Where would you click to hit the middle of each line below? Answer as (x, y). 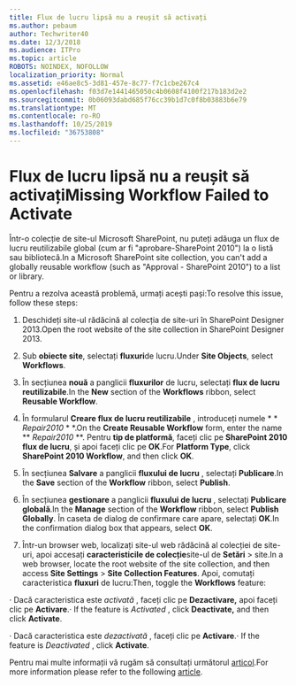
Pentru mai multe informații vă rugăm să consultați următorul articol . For (139, 662)
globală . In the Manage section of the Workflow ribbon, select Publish (150, 509)
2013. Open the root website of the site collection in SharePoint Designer (153, 329)
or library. (27, 276)
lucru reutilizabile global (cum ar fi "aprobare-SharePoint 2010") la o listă (141, 248)
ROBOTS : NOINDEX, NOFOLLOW (59, 67)
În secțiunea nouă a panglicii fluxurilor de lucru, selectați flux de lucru (151, 382)
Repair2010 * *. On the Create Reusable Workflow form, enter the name (152, 428)
